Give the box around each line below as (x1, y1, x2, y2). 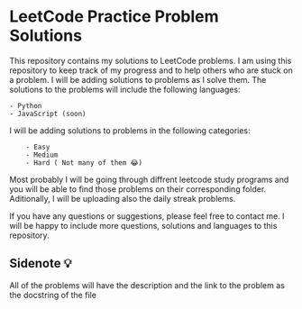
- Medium (25, 150, 59, 159)
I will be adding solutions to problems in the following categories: (9, 124, 251, 136)
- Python (9, 101, 42, 110)
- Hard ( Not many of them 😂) (25, 158, 142, 168)
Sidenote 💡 (9, 256, 72, 271)
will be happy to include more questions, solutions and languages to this (9, 220, 278, 231)
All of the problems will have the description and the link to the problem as (9, 279, 286, 290)
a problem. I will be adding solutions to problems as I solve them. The (9, 74, 267, 85)
